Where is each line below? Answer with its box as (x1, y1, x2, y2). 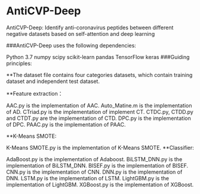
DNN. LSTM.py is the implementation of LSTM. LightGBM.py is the (6, 174, 169, 181)
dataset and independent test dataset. (6, 78, 100, 85)
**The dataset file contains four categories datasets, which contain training (6, 71, 193, 78)
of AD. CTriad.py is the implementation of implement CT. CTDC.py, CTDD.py (6, 108, 194, 115)
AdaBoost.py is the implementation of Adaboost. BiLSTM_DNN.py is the (6, 155, 183, 162)
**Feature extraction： (6, 90, 64, 97)
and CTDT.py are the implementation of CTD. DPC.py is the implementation (6, 115, 191, 122)
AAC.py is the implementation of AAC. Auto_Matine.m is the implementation (6, 101, 192, 109)
